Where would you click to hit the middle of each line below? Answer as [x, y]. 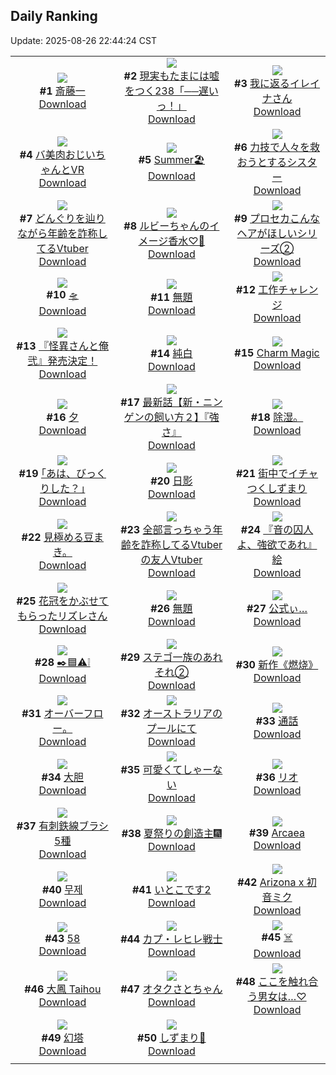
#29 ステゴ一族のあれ [171, 657]
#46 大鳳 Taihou [63, 989]
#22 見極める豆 [57, 537]
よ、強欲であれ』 [277, 544]
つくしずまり [277, 488]
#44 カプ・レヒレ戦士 [171, 939]
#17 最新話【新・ [161, 402]
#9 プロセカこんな [277, 218]
